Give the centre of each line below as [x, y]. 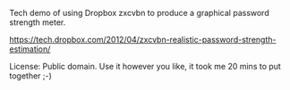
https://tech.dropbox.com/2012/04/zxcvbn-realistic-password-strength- [143, 40]
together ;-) [30, 76]
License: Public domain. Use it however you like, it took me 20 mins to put [145, 66]
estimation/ [30, 49]
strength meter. [38, 22]
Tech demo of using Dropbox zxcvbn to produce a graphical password [140, 13]
